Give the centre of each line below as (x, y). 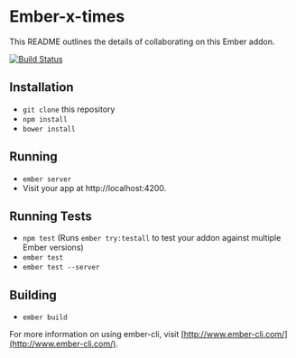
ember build (45, 317)
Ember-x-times (67, 17)
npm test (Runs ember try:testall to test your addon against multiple (152, 238)
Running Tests (51, 216)
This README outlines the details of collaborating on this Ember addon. (142, 41)
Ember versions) (53, 248)
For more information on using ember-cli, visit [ (97, 335)
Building (33, 295)
